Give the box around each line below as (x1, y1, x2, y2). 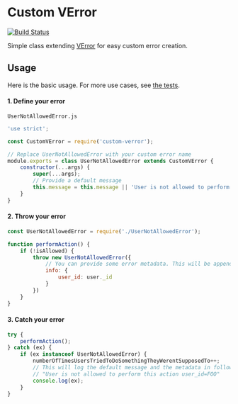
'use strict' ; (7, 125, 50, 132)
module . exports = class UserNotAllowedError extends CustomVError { (7, 157, 214, 164)
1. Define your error (7, 97, 66, 106)
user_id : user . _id (57, 274, 113, 281)
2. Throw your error (7, 212, 66, 220)
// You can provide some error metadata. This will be (45, 260, 211, 268)
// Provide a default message (33, 177, 122, 184)
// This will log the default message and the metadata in (33, 364, 211, 371)
